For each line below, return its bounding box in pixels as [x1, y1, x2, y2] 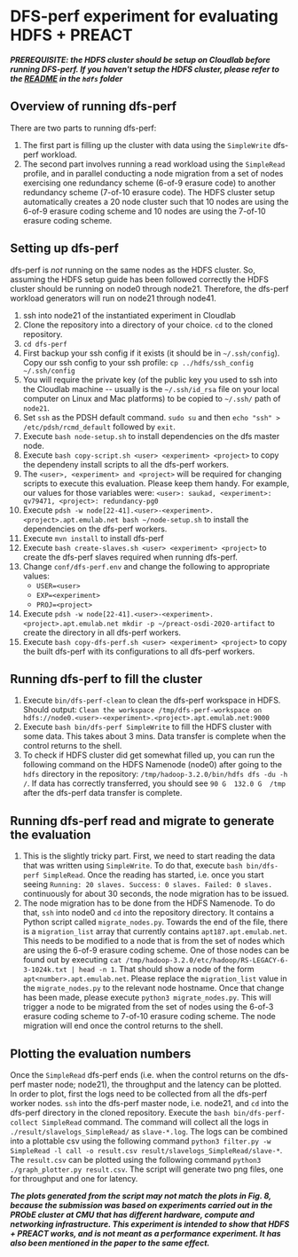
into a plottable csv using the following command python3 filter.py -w [10, 1135, 271, 1146]
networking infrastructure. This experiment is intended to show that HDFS [10, 1219, 290, 1230]
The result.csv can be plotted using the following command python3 [10, 1155, 262, 1165]
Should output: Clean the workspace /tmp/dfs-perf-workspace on [22, 704, 263, 715]
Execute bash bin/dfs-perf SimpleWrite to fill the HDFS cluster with [22, 721, 272, 733]
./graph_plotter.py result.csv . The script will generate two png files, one [10, 1164, 284, 1175]
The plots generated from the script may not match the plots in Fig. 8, [10, 1190, 271, 1201]
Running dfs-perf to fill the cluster [10, 672, 203, 687]
